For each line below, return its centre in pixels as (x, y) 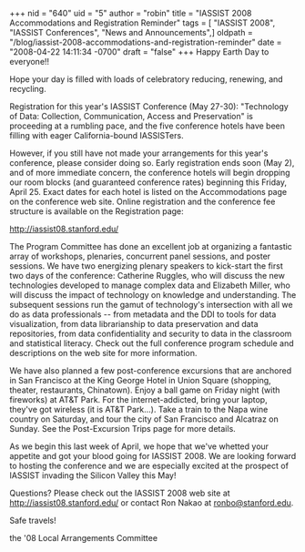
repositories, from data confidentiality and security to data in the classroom (151, 333)
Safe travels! (33, 520)
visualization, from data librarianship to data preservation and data (134, 324)
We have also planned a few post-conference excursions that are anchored (151, 371)
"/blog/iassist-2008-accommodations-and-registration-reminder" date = (146, 42)
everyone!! (30, 61)
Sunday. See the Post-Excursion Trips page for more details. (123, 429)
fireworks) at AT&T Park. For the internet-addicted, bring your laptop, (138, 399)
